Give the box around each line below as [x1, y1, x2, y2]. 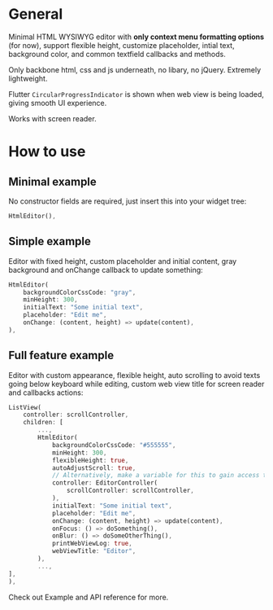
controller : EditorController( [51, 479, 158, 487]
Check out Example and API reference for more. [8, 592, 169, 602]
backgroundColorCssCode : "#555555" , [51, 441, 176, 449]
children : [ [23, 419, 63, 427]
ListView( [8, 403, 42, 411]
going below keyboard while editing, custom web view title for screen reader [8, 379, 265, 388]
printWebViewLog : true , [51, 539, 132, 548]
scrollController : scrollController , [66, 486, 195, 495]
